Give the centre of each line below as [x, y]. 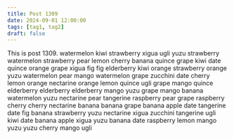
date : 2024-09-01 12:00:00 [47, 20]
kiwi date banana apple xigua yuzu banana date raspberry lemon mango [112, 121]
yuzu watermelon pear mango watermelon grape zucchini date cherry [109, 76]
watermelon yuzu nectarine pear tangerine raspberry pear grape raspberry [116, 98]
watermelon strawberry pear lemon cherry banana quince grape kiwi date [114, 61]
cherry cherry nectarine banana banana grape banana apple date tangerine [117, 105]
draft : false [26, 33]
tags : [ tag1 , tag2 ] [36, 27]
